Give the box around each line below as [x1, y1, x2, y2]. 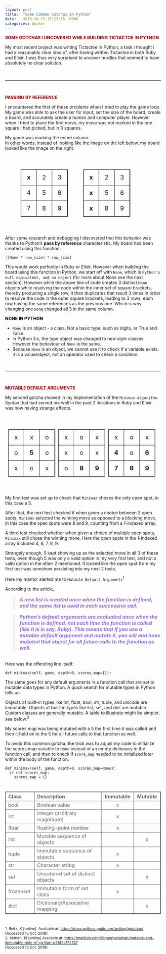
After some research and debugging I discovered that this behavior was [5, 235, 151, 241]
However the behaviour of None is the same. [12, 341, 101, 347]
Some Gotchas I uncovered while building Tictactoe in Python [5, 35, 159, 41]
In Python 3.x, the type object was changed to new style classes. [12, 336, 145, 342]
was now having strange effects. [5, 405, 72, 411]
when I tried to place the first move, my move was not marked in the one [5, 120, 153, 126]
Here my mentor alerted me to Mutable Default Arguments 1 [5, 575, 124, 582]
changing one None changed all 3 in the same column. [5, 306, 115, 312]
